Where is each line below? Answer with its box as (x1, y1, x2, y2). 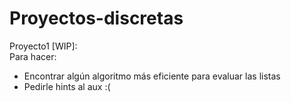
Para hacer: (9, 50, 57, 62)
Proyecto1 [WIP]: (9, 40, 78, 52)
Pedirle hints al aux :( (23, 80, 111, 92)
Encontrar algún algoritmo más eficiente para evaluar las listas (23, 70, 281, 82)
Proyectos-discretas (9, 7, 184, 30)
